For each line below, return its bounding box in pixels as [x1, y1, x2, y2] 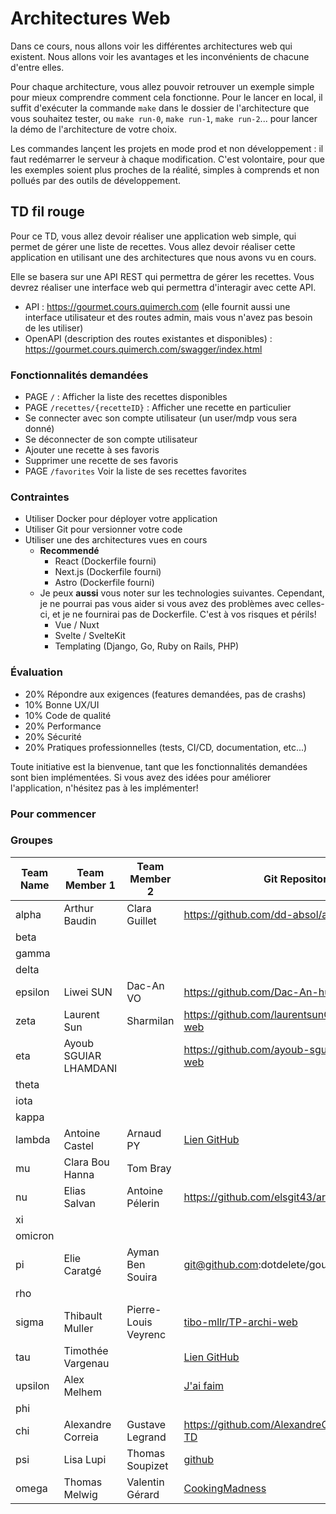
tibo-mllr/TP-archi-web [183, 1315, 298, 1329]
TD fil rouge [10, 203, 85, 221]
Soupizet [126, 1458, 169, 1472]
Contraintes [10, 490, 70, 504]
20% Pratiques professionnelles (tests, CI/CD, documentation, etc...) [24, 741, 308, 753]
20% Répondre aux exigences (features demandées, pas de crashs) [24, 688, 307, 700]
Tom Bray [126, 1161, 172, 1175]
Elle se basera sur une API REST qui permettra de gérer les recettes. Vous [10, 270, 315, 282]
